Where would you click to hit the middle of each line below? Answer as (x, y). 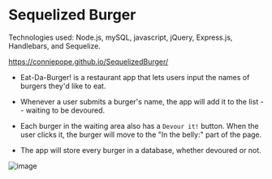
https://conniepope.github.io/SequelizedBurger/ (89, 62)
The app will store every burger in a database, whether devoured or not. (140, 150)
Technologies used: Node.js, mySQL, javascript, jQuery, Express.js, (121, 37)
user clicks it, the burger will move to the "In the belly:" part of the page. (141, 134)
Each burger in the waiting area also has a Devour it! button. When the (139, 126)
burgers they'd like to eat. (63, 86)
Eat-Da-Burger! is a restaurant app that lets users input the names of (135, 77)
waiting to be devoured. (65, 110)
